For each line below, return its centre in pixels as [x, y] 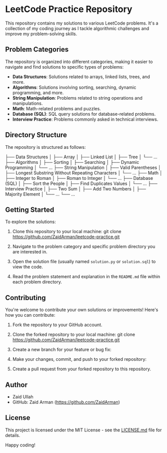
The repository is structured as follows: [45, 147]
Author [16, 385]
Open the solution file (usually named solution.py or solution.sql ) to [84, 262]
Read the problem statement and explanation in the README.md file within [86, 277]
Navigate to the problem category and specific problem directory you [84, 247]
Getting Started [30, 210]
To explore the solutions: [30, 222]
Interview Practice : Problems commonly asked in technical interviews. [85, 119]
